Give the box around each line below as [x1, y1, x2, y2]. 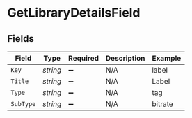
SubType [10, 100, 36, 108]
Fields [7, 33, 35, 45]
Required [68, 54, 99, 63]
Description [105, 54, 145, 63]
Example [152, 54, 182, 63]
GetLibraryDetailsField [7, 5, 141, 21]
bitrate [152, 99, 174, 109]
